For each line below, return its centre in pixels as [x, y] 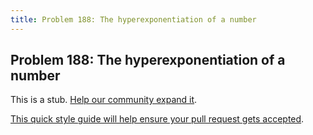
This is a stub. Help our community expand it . [104, 100]
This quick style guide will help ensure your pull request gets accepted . [157, 119]
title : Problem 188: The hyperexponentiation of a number [133, 19]
